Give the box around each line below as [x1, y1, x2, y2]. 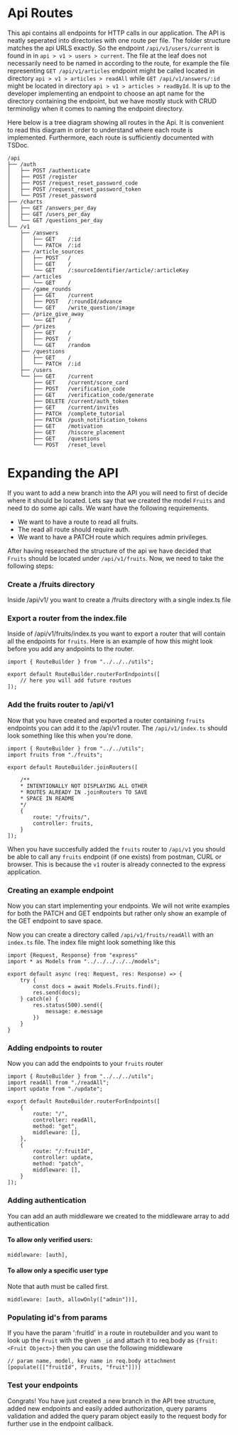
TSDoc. [7, 140, 30, 149]
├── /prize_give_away [20, 310, 84, 318]
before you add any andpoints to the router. [7, 645, 135, 653]
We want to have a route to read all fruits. [17, 517, 139, 526]
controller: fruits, [33, 819, 94, 827]
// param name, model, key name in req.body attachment [7, 1357, 176, 1365]
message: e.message [45, 1008, 103, 1015]
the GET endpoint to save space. [7, 917, 103, 926]
